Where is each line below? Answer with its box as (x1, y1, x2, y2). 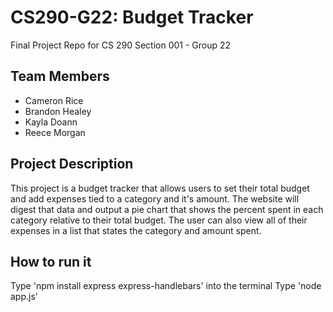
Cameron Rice (24, 94, 84, 106)
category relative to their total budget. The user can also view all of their (10, 214, 308, 226)
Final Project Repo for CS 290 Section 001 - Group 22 (10, 39, 232, 51)
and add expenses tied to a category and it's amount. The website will (10, 192, 300, 205)
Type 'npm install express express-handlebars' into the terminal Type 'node (10, 280, 322, 292)
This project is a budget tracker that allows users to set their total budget (10, 182, 310, 194)
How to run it (10, 253, 92, 270)
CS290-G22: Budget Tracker (10, 6, 254, 29)
